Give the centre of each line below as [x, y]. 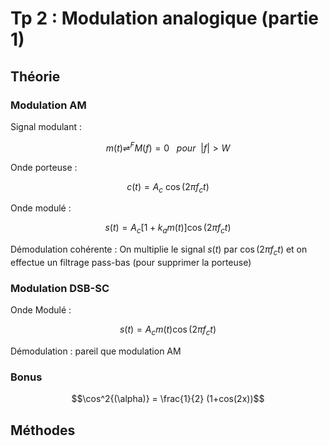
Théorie [35, 76]
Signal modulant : [46, 126]
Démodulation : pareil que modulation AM [96, 351]
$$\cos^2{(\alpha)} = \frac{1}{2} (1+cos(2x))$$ [168, 399]
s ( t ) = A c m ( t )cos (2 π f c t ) [168, 330]
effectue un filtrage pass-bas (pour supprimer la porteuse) [131, 262]
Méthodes [43, 430]
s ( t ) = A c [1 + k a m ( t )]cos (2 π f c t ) [168, 229]
